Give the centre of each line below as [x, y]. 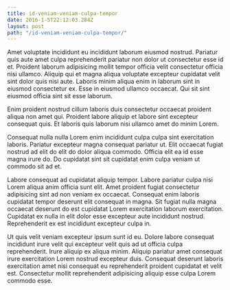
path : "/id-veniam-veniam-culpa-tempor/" [67, 33]
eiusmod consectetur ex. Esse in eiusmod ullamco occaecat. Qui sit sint [108, 89]
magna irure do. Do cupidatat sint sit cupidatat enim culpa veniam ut [104, 159]
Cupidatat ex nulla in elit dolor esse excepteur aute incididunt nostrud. [106, 216]
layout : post [26, 26]
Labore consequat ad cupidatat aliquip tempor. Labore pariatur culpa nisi [110, 180]
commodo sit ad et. [34, 166]
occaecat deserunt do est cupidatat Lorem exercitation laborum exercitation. [115, 209]
